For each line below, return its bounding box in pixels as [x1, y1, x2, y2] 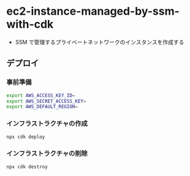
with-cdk [6, 17, 54, 31]
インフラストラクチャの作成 [6, 120, 88, 128]
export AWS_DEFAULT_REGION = [6, 104, 78, 110]
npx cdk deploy [6, 134, 45, 140]
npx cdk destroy [6, 164, 48, 170]
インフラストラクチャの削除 [6, 149, 88, 158]
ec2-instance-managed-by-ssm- [6, 4, 180, 18]
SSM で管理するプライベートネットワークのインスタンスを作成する [15, 38, 184, 45]
